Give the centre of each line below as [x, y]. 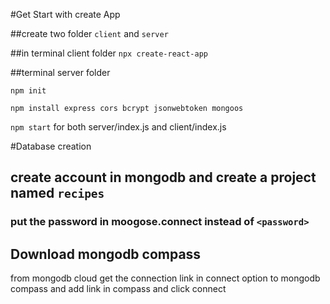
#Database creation [51, 146]
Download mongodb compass [106, 254]
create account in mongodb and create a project [163, 177]
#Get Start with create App [65, 14]
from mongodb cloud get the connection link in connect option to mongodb [165, 278]
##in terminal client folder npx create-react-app [109, 53]
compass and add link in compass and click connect [118, 289]
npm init [28, 91]
